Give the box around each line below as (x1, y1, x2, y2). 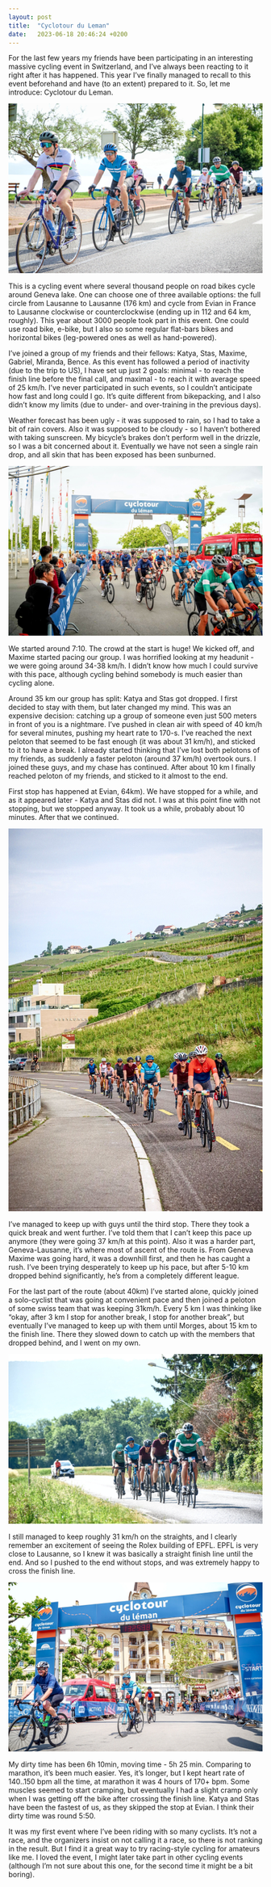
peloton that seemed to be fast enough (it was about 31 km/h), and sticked (8, 736, 256, 746)
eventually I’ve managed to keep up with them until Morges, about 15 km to (8, 1321, 258, 1330)
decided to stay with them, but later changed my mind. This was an (8, 702, 231, 712)
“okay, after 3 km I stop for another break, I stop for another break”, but (8, 1312, 244, 1322)
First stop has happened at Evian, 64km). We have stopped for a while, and (8, 786, 258, 796)
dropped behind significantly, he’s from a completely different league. (8, 1271, 240, 1280)
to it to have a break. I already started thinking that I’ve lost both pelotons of (8, 745, 261, 754)
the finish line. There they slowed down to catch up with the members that (8, 1329, 256, 1339)
